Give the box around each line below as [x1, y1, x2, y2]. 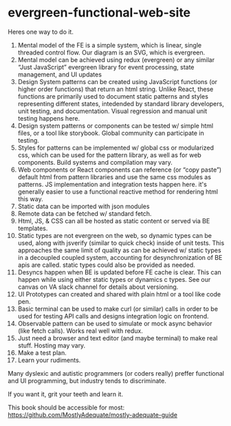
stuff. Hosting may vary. [17, 341, 86, 349]
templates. [17, 224, 48, 232]
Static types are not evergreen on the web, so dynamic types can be [17, 231, 212, 239]
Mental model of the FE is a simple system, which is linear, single [17, 41, 202, 49]
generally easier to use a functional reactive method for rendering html [17, 187, 219, 196]
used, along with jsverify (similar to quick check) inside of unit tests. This [17, 239, 225, 247]
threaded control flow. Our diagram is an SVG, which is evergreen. [17, 48, 206, 57]
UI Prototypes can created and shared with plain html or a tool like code [17, 290, 221, 298]
